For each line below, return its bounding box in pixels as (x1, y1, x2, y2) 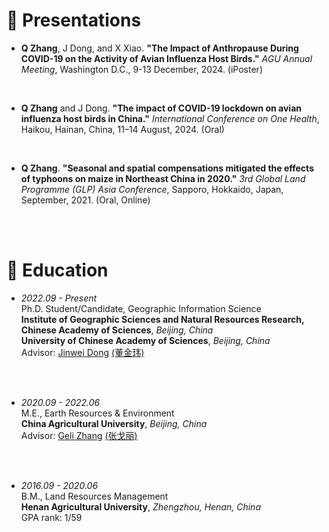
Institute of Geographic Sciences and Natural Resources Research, (20, 313, 305, 325)
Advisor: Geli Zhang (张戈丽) (20, 429, 138, 441)
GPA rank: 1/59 (20, 511, 83, 523)
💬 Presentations (6, 9, 142, 32)
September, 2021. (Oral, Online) (20, 194, 151, 206)
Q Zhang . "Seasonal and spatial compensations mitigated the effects (20, 162, 314, 174)
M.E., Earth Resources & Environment (20, 407, 175, 419)
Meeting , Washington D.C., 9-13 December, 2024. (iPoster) (20, 63, 263, 75)
